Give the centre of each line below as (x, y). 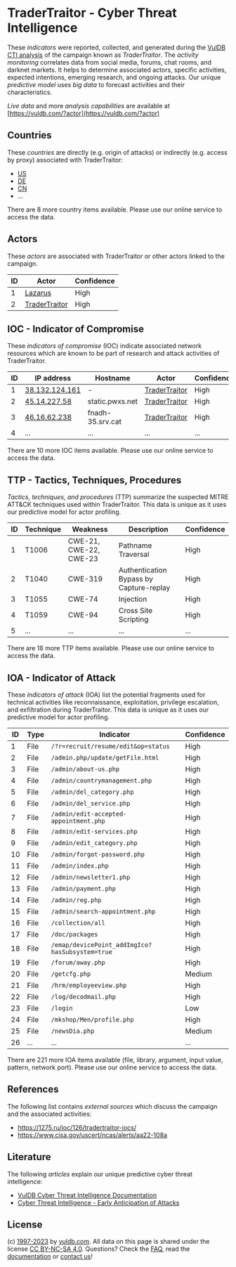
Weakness (90, 529)
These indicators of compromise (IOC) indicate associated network (105, 346)
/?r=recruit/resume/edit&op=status (110, 746)
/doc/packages (74, 934)
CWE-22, (84, 550)
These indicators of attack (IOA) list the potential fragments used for (106, 695)
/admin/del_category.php (92, 792)
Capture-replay (144, 588)
